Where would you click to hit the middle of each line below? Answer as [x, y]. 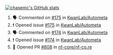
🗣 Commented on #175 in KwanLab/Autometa [60, 18]
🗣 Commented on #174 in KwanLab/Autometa [60, 32]
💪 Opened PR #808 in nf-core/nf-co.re [52, 47]
